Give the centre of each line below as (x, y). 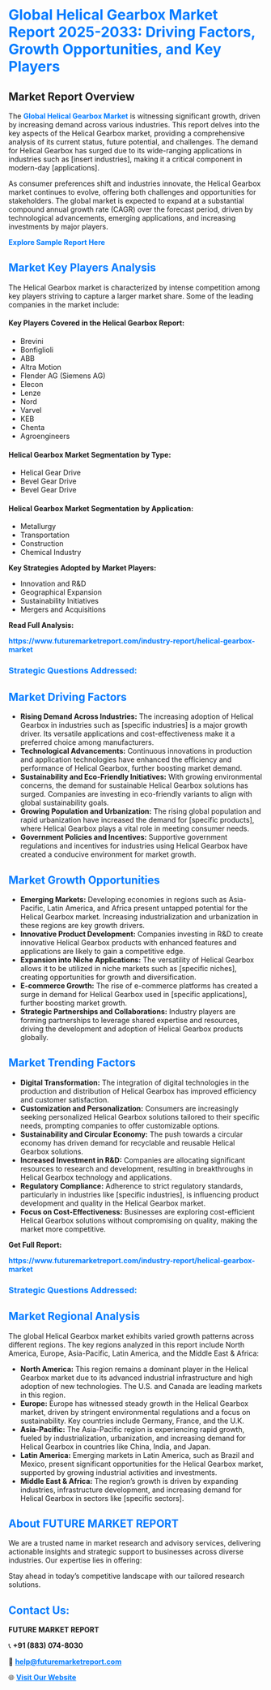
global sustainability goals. (64, 803)
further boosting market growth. (74, 1003)
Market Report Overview (72, 96)
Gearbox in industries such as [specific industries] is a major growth (134, 725)
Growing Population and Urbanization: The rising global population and (140, 811)
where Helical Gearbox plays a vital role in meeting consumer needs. (134, 828)
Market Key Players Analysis (82, 268)
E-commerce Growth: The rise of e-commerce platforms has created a (139, 985)
